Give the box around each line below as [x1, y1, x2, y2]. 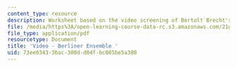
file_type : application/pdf [7, 29, 90, 37]
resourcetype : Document [7, 36, 78, 43]
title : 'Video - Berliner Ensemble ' [7, 43, 119, 50]
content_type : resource [7, 10, 78, 17]
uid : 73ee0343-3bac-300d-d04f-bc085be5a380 [7, 50, 138, 57]
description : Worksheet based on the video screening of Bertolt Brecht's [7, 17, 232, 24]
